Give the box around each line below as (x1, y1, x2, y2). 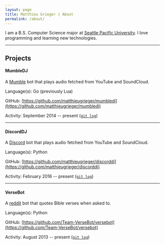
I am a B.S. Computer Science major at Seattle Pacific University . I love (5, 30, 148, 36)
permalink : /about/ (5, 16, 45, 21)
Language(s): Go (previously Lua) (5, 88, 73, 94)
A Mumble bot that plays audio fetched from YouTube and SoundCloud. (5, 78, 150, 84)
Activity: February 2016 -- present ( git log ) (5, 174, 94, 179)
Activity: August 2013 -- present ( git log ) (5, 234, 90, 240)
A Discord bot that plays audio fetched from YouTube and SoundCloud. (5, 140, 149, 145)
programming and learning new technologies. (5, 35, 97, 41)
